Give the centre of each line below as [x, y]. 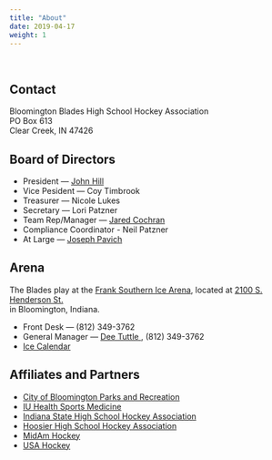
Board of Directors [63, 159]
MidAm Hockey [51, 435]
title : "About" [38, 18]
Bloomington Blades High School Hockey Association [109, 111]
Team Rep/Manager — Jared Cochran [94, 220]
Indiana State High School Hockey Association [110, 416]
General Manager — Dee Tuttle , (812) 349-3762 [113, 336]
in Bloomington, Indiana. [55, 309]
